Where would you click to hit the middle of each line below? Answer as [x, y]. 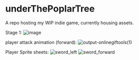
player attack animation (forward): [41, 42]
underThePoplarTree [50, 9]
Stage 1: [14, 32]
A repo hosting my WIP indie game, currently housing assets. [69, 23]
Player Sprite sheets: [27, 52]
